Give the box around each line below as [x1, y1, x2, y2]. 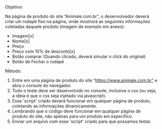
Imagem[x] [12, 33, 34, 39]
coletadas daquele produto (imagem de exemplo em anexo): [5, 24, 125, 29]
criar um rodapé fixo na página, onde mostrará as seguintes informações [5, 19, 150, 24]
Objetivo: [5, 4, 23, 10]
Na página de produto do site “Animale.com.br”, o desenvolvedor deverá [5, 14, 149, 19]
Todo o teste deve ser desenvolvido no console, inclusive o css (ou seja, [12, 88, 157, 93]
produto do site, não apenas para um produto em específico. [12, 114, 133, 119]
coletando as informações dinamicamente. [12, 103, 98, 109]
